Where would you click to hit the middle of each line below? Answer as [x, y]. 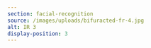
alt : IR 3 [22, 27]
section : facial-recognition [50, 14]
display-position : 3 [38, 34]
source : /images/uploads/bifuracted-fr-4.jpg [75, 20]
